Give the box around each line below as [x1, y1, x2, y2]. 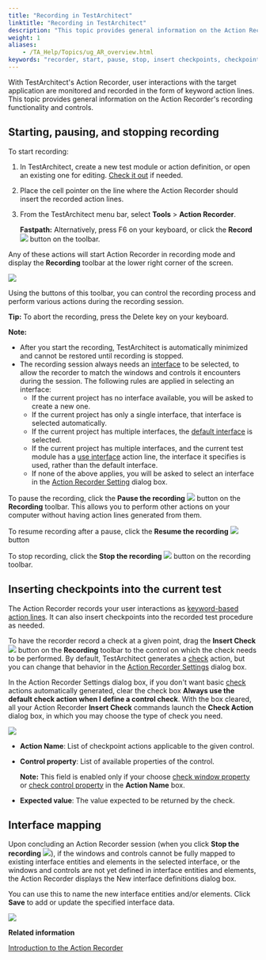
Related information [8, 928, 75, 938]
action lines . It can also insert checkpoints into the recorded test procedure [8, 612, 253, 621]
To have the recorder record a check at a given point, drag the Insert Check [8, 636, 256, 645]
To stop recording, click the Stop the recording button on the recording [8, 551, 251, 560]
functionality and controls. [8, 102, 93, 112]
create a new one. [31, 401, 91, 411]
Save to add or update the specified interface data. [8, 897, 176, 907]
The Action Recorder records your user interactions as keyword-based [8, 603, 239, 613]
